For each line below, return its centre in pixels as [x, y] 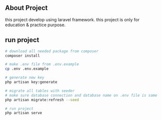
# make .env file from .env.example [42, 64]
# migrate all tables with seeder [40, 91]
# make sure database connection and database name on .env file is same [81, 95]
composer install [23, 56]
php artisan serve [24, 113]
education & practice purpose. [35, 25]
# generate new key [25, 78]
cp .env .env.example [27, 69]
